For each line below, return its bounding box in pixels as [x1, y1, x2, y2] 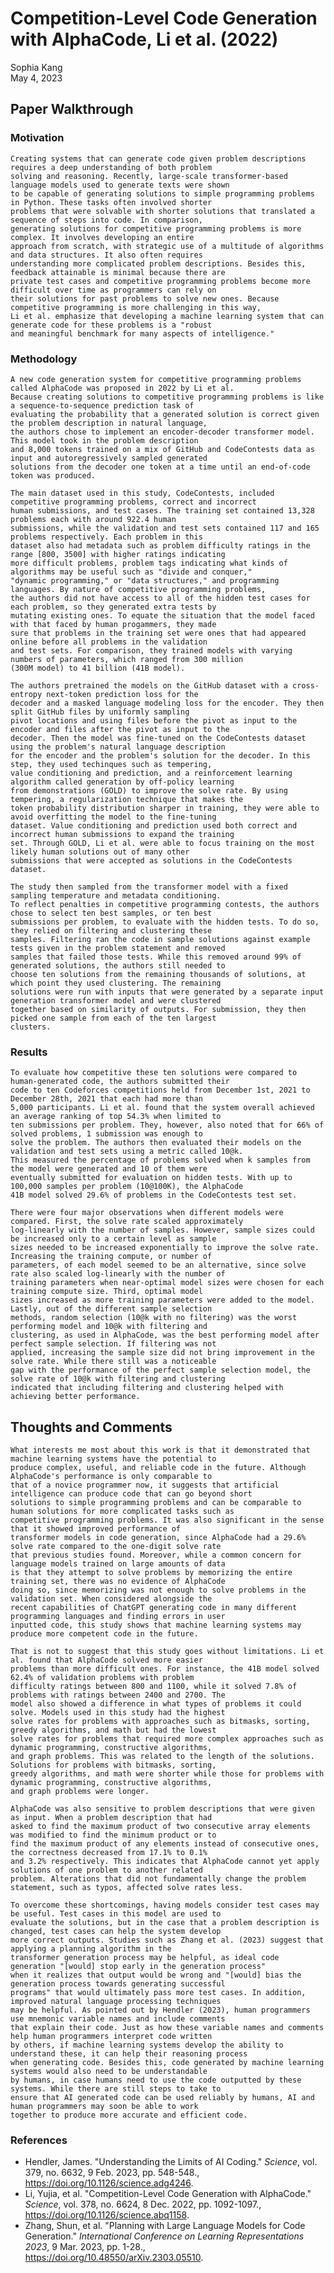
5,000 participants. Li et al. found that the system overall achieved [10, 1103, 315, 1113]
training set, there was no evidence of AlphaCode [10, 1577, 226, 1587]
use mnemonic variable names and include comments [10, 2014, 226, 2024]
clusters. [10, 1022, 52, 1032]
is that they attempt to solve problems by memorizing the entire [10, 1568, 293, 1578]
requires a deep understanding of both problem [10, 162, 213, 172]
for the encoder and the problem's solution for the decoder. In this [10, 750, 311, 761]
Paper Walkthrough [10, 101, 134, 118]
